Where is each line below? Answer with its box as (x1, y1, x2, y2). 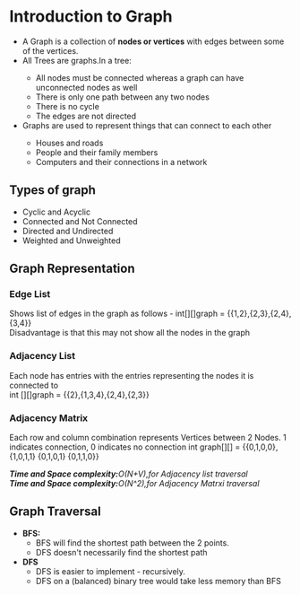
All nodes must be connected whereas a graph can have (35, 72, 244, 83)
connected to (9, 380, 59, 390)
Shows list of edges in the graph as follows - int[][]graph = (9, 308, 226, 319)
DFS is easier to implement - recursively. (35, 565, 186, 576)
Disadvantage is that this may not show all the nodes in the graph (9, 328, 251, 338)
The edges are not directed (35, 110, 137, 121)
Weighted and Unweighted (21, 235, 121, 246)
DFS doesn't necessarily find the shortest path (35, 547, 208, 557)
